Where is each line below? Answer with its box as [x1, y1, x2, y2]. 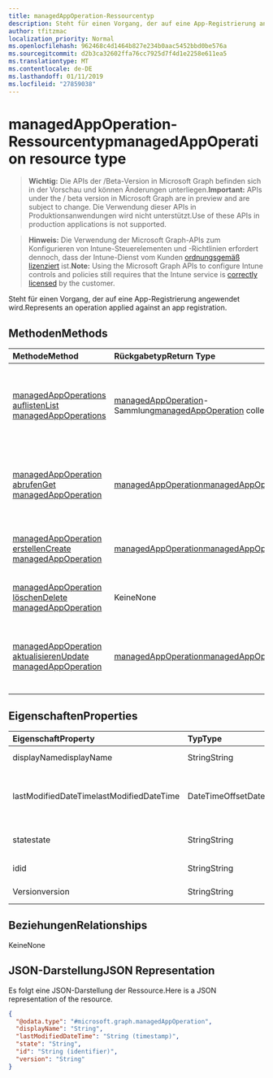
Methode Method [12, 350, 79, 362]
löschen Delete [12, 592, 67, 603]
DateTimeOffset [187, 790, 248, 802]
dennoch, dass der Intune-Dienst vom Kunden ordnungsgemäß [28, 253, 240, 263]
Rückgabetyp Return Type [113, 350, 216, 362]
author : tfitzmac [8, 27, 67, 35]
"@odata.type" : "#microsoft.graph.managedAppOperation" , [15, 1017, 213, 1025]
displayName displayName [12, 752, 112, 763]
